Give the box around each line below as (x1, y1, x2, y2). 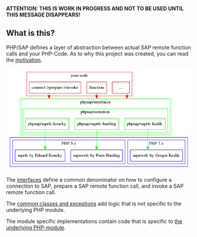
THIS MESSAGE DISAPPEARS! (6, 11, 81, 18)
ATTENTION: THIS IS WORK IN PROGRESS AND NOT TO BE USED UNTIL (6, 5, 184, 12)
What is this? (6, 28, 55, 38)
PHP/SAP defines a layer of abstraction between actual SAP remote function (6, 44, 191, 51)
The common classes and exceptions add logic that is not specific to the (6, 200, 182, 208)
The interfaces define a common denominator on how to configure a (6, 176, 172, 183)
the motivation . (6, 56, 42, 64)
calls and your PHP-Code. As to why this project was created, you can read (6, 50, 189, 57)
